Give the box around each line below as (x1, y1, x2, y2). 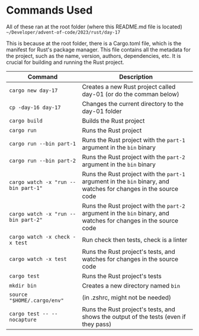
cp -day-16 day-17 (9, 104, 61, 111)
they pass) (82, 320, 111, 328)
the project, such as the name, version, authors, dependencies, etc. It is (6, 52, 181, 59)
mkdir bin (9, 282, 37, 289)
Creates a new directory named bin (82, 282, 181, 290)
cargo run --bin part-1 (9, 140, 76, 147)
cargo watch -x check (9, 233, 70, 240)
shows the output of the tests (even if (82, 312, 186, 321)
